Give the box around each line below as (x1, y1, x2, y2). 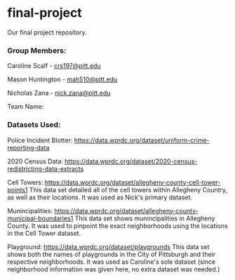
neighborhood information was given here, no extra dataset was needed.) (7, 265, 220, 273)
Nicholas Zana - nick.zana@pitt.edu (7, 89, 111, 98)
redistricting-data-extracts (7, 164, 84, 173)
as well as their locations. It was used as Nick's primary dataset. (7, 193, 193, 201)
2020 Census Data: (7, 156, 63, 166)
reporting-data (7, 143, 50, 152)
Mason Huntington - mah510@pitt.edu (7, 75, 118, 84)
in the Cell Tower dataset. (7, 229, 81, 237)
